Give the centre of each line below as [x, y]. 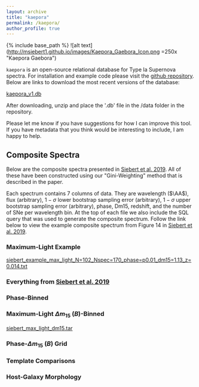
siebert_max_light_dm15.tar [39, 328]
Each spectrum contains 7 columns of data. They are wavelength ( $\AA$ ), [98, 193]
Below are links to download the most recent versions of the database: [93, 82]
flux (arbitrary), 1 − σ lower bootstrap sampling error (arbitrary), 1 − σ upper [99, 200]
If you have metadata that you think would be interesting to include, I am [95, 130]
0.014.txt [17, 266]
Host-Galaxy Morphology [44, 377]
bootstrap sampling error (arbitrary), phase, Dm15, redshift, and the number [99, 206]
